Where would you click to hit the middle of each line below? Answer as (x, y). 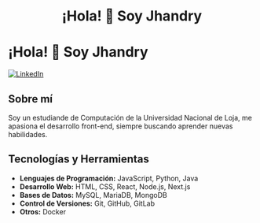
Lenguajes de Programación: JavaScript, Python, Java (109, 178)
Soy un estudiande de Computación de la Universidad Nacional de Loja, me (130, 117)
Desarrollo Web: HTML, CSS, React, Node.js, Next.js (105, 186)
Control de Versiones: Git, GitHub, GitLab (87, 203)
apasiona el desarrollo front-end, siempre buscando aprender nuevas (121, 126)
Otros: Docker (43, 211)
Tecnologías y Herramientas (79, 160)
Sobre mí (31, 99)
